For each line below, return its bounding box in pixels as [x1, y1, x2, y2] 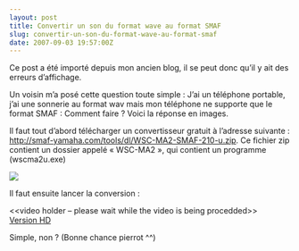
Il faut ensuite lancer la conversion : [9, 188, 140, 199]
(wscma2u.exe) [9, 154, 67, 165]
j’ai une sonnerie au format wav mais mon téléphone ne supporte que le [9, 99, 273, 110]
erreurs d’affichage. [9, 72, 82, 83]
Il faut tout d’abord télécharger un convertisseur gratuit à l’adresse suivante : [9, 126, 290, 137]
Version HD [9, 215, 52, 226]
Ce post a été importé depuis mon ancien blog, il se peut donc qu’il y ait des [9, 63, 289, 73]
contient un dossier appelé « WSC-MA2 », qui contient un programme [9, 145, 267, 155]
